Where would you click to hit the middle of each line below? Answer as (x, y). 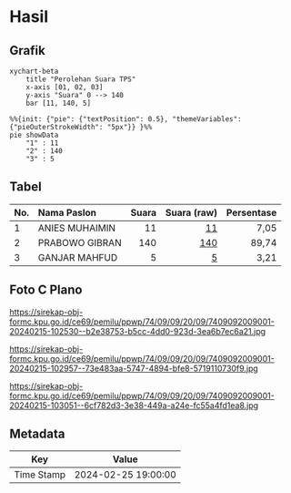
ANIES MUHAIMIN (77, 228)
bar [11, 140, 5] (59, 103)
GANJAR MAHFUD (78, 257)
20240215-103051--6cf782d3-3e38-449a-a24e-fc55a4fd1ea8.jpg (134, 405)
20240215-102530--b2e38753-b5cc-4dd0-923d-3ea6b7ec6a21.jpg (138, 331)
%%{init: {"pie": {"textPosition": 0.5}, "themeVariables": (126, 119)
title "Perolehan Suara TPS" (81, 79)
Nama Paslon (67, 212)
